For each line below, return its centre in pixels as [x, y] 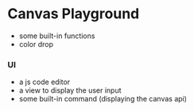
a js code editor [45, 82]
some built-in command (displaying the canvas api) [103, 99]
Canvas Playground [74, 14]
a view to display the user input [70, 90]
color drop [36, 44]
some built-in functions [57, 36]
